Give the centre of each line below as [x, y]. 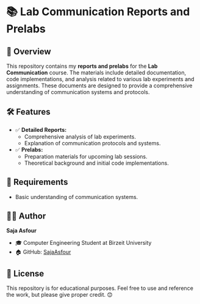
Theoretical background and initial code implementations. [96, 163]
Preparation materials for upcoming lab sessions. [86, 156]
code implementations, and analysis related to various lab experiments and [100, 79]
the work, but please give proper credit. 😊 [59, 295]
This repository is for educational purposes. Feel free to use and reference [100, 288]
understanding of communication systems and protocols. [78, 92]
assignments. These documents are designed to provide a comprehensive [100, 85]
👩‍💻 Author [26, 216]
